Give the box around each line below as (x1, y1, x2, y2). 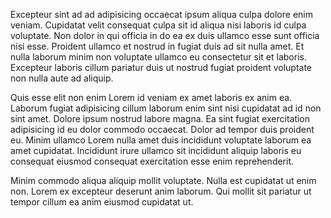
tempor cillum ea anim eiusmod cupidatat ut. (10, 196, 194, 208)
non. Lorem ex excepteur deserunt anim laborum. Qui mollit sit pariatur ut (10, 185, 312, 197)
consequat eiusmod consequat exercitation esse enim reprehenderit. (10, 155, 295, 167)
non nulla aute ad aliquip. (10, 72, 114, 84)
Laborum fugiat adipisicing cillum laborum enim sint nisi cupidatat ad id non (10, 102, 322, 114)
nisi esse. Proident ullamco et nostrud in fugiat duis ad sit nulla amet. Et (10, 40, 305, 52)
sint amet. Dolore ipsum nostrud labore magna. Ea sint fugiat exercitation (10, 113, 311, 124)
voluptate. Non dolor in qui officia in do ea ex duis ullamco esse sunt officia (10, 30, 320, 41)
